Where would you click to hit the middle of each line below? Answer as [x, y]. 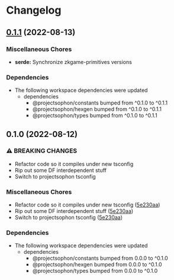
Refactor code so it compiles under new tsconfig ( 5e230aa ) [87, 205]
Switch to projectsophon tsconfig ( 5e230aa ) [69, 218]
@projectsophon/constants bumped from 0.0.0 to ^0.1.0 [100, 258]
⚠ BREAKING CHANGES [42, 151]
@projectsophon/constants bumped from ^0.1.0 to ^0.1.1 [100, 103]
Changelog [34, 10]
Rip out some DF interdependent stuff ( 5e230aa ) [74, 211]
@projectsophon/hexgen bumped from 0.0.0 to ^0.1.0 [97, 265]
